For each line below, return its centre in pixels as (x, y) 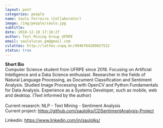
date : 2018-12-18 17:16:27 (32, 32)
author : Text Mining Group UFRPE (39, 37)
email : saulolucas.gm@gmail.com (38, 41)
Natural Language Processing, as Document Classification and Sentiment (78, 80)
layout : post (18, 9)
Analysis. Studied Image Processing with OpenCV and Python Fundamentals (81, 85)
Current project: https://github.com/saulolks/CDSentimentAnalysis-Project (80, 110)
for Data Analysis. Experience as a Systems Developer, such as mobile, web (81, 90)
